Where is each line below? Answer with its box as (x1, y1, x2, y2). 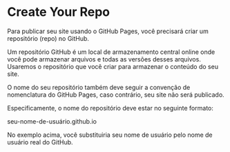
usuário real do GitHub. (7, 137, 74, 146)
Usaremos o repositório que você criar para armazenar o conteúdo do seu (7, 62, 219, 70)
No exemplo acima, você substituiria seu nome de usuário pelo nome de (7, 131, 213, 139)
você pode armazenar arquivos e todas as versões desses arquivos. (7, 55, 202, 63)
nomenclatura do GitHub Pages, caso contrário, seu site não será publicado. (7, 91, 224, 99)
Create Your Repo (7, 4, 111, 20)
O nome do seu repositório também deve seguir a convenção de (7, 83, 191, 91)
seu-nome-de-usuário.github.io (7, 117, 97, 125)
